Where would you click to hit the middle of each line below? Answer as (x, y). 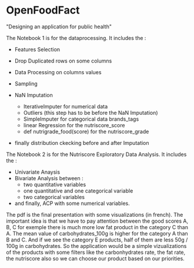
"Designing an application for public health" (59, 27)
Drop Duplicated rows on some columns (63, 61)
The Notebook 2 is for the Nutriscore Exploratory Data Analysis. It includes (96, 154)
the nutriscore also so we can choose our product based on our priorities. (96, 258)
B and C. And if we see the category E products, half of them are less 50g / (97, 240)
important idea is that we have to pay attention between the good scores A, (97, 221)
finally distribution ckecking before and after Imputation (82, 143)
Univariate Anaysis (37, 172)
